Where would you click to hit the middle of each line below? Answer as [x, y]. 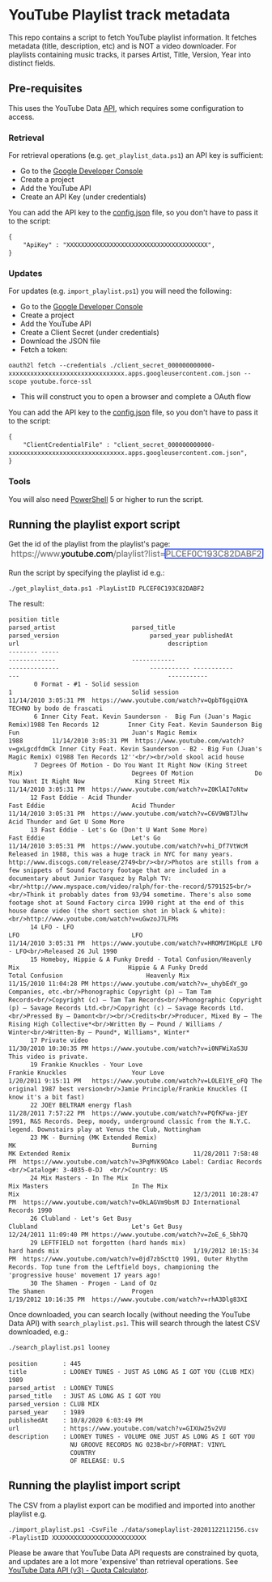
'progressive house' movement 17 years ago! [85, 1275]
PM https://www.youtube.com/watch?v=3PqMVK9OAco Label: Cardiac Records [136, 1162]
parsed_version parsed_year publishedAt [121, 636]
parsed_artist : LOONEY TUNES [61, 1388]
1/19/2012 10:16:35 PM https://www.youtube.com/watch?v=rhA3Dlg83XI [128, 1299]
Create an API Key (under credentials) [83, 197]
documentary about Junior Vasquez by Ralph [83, 878]
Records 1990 [30, 1210]
